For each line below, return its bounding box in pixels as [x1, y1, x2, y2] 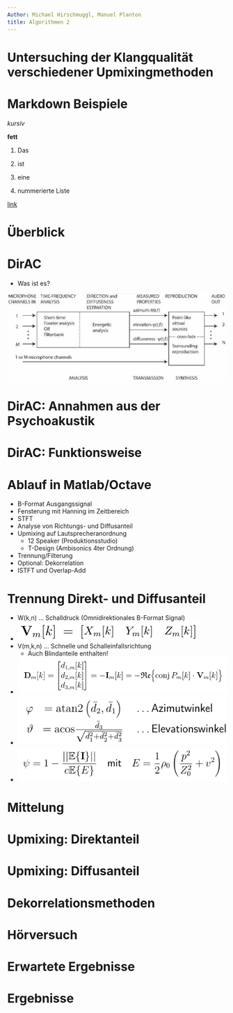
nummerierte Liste [17, 186, 70, 195]
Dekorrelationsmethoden [7, 895, 155, 911]
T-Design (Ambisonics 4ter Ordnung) [27, 544, 134, 552]
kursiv [7, 119, 25, 127]
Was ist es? [17, 279, 51, 287]
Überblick [7, 224, 65, 240]
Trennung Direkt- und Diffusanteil [7, 591, 207, 607]
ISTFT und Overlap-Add [17, 566, 86, 575]
